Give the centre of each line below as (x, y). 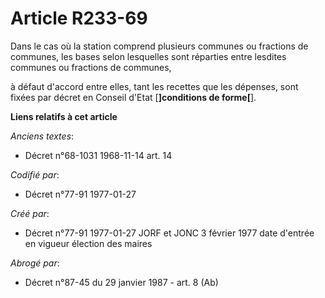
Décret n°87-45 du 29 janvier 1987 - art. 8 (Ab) (121, 282)
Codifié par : (35, 174)
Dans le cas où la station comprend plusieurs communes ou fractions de (159, 46)
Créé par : (30, 213)
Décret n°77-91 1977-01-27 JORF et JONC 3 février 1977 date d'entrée (169, 233)
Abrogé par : (35, 263)
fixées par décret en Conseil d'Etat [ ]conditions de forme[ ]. (133, 97)
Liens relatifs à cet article (64, 116)
